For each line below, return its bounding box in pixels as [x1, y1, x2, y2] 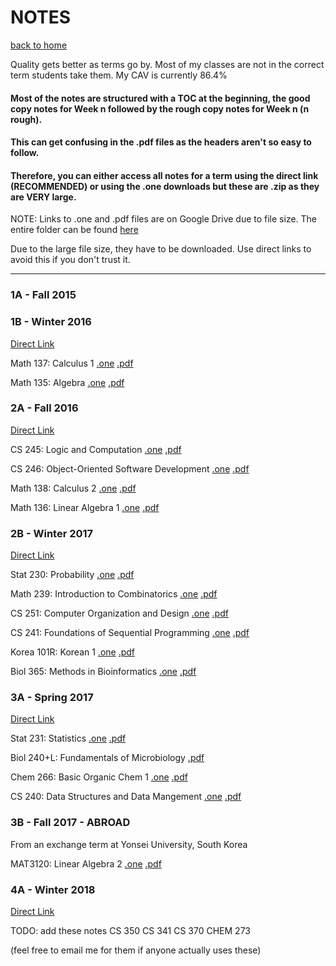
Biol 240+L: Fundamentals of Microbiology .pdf [10, 752, 205, 764]
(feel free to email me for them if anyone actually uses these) [10, 944, 262, 956]
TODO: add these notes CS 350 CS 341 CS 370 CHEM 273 [10, 925, 251, 937]
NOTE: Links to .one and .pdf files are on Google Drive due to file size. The [10, 213, 318, 225]
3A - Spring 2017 [10, 691, 94, 705]
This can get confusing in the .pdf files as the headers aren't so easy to [10, 136, 312, 148]
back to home [10, 39, 68, 51]
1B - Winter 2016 [10, 315, 92, 329]
